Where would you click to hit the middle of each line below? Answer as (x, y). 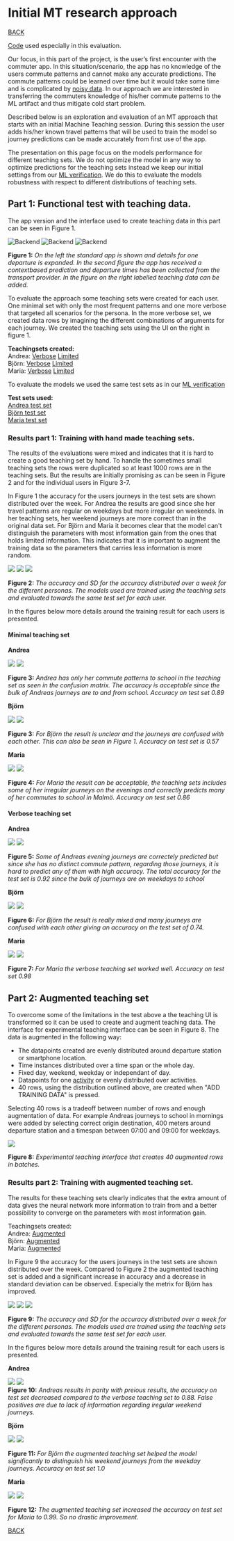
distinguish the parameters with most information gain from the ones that (112, 533)
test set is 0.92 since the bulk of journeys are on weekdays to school (106, 879)
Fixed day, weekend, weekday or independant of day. (94, 1073)
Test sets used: (31, 397)
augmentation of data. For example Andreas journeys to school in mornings (116, 1116)
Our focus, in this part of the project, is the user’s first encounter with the (112, 59)
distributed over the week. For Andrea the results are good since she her (112, 504)
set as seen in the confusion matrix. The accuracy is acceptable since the (114, 685)
